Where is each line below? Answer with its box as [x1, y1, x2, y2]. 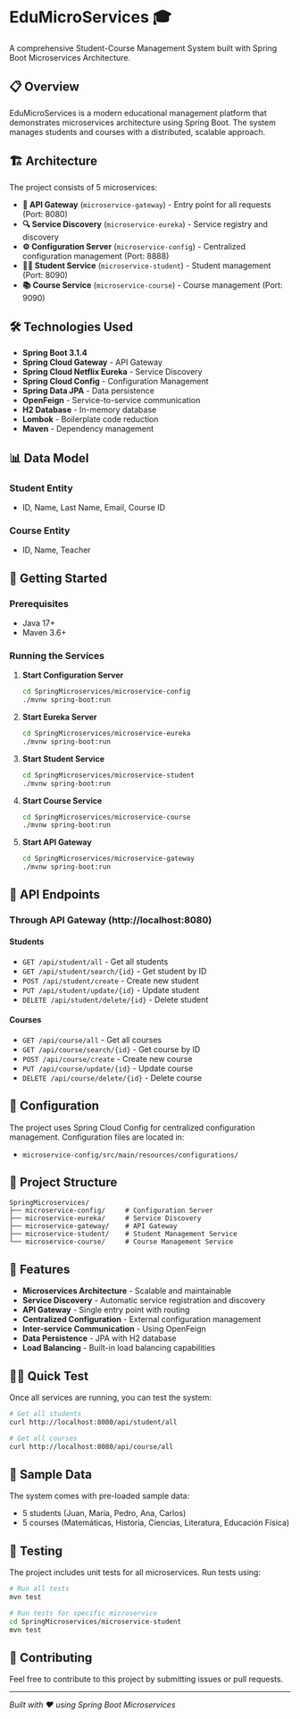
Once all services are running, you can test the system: [9, 1392, 212, 1403]
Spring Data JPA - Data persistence [21, 385, 154, 396]
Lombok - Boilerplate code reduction [21, 414, 159, 425]
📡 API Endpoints [9, 887, 101, 903]
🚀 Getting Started [9, 570, 108, 586]
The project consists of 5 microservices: [9, 181, 158, 192]
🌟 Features [9, 1261, 71, 1277]
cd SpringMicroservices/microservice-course [21, 813, 191, 822]
